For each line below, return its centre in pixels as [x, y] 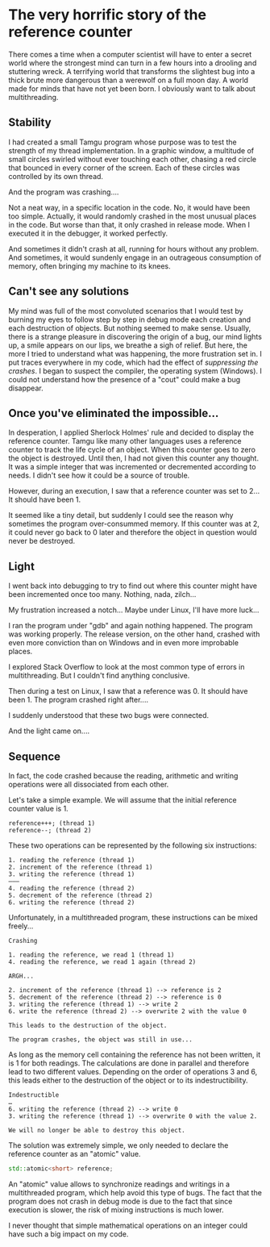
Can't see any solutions [69, 292]
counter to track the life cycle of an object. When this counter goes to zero [132, 450]
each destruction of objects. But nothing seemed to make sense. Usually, [130, 327]
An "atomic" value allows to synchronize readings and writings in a [119, 1184]
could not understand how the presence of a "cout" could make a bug [125, 379]
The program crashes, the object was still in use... [101, 1040]
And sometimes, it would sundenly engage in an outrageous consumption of [135, 257]
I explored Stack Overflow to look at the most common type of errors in [127, 667]
